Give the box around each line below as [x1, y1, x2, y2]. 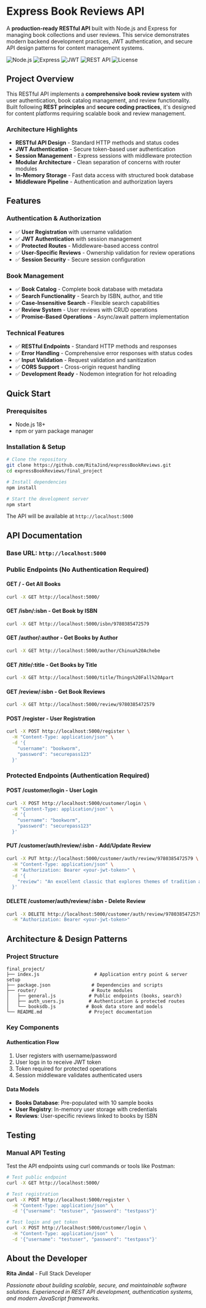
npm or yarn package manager [15, 428, 94, 435]
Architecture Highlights [6, 125, 78, 133]
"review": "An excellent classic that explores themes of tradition [17, 879, 196, 885]
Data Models [6, 1085, 40, 1093]
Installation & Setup [6, 442, 66, 451]
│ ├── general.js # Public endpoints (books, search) [6, 993, 183, 999]
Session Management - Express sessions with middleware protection [15, 152, 192, 160]
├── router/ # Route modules [6, 987, 133, 993]
